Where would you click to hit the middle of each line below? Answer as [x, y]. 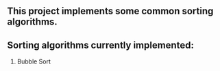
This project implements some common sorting [110, 11]
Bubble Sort [34, 61]
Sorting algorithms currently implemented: [100, 45]
